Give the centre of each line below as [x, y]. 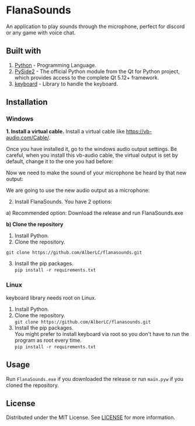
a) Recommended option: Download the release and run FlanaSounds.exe [95, 213]
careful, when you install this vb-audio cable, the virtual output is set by [92, 155]
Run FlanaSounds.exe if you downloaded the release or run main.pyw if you [95, 379]
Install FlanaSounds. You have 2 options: [63, 202]
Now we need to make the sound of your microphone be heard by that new [96, 173]
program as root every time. [48, 340]
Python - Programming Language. [55, 65]
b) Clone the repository [35, 224]
